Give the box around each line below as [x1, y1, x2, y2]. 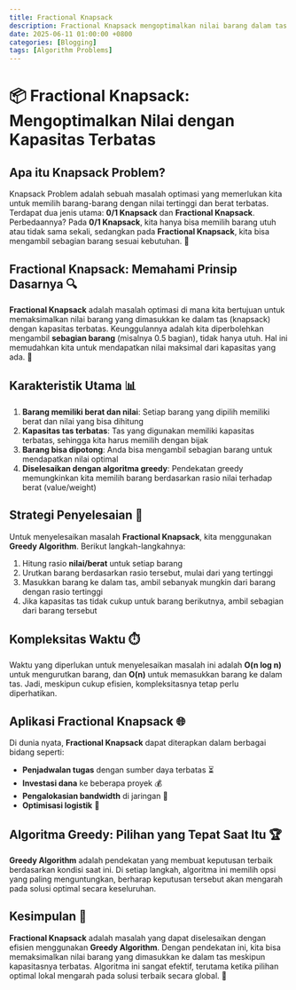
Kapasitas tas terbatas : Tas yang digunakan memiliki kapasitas [21, 425, 255, 436]
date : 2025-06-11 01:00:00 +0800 [9, 29, 133, 38]
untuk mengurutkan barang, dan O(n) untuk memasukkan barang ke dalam [9, 669, 283, 680]
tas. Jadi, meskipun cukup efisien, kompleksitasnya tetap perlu [9, 678, 239, 689]
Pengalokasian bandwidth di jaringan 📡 [21, 791, 168, 802]
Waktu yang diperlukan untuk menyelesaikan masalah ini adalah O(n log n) [9, 660, 282, 670]
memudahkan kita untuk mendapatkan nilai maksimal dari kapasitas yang [9, 342, 277, 352]
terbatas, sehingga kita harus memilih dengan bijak [21, 434, 208, 445]
